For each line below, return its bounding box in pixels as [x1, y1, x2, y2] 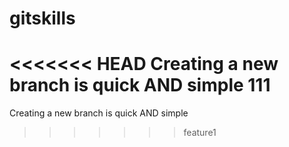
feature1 [183, 127, 217, 139]
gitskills [9, 7, 76, 30]
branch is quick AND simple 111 [9, 74, 271, 97]
